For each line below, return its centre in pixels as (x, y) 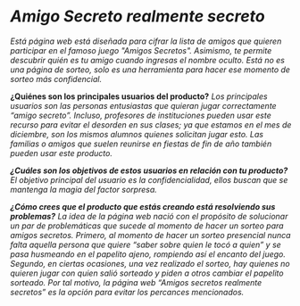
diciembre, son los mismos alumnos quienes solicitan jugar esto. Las (137, 134)
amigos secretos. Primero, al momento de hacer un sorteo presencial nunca (150, 235)
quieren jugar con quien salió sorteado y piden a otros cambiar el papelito (147, 273)
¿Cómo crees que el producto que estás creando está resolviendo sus (143, 206)
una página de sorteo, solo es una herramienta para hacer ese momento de (150, 70)
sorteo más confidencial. (56, 79)
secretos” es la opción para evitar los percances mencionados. (127, 292)
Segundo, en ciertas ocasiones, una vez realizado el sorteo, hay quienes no (150, 263)
